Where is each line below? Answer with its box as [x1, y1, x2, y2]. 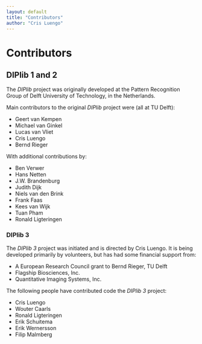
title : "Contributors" [6, 14, 63, 20]
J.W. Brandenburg [14, 177, 60, 184]
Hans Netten [14, 171, 46, 178]
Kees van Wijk [14, 203, 51, 210]
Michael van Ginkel [14, 122, 63, 130]
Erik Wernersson [14, 324, 57, 331]
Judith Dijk [14, 184, 42, 191]
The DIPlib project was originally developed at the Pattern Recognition [6, 86, 180, 93]
